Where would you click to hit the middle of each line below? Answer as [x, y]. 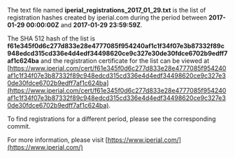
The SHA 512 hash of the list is [51, 38]
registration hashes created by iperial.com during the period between [107, 17]
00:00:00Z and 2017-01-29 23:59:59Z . [84, 25]
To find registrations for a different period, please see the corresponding [112, 119]
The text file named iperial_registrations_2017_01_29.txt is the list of [107, 10]
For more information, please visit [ [58, 140]
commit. [19, 126]
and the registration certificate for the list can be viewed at [125, 61]
